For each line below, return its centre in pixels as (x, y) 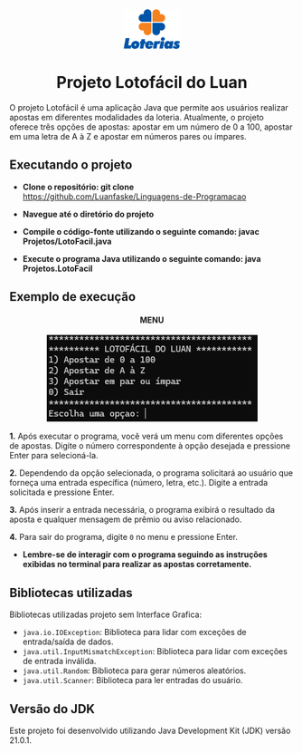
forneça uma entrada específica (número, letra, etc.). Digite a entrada (139, 483)
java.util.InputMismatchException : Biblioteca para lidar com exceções (155, 652)
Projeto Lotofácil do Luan (152, 83)
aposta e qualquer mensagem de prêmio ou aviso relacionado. (126, 519)
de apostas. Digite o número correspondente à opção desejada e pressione (150, 446)
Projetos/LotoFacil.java (67, 241)
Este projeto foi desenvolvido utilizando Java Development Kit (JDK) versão (150, 730)
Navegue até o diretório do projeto (88, 214)
